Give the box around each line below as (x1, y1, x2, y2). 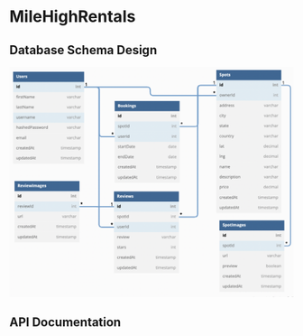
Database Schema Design (9, 42, 158, 58)
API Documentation (9, 314, 122, 331)
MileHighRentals (9, 6, 136, 27)
